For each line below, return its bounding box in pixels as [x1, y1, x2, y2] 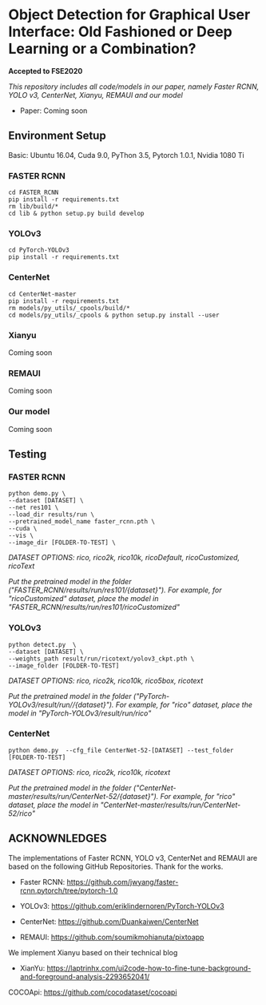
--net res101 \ [8, 503, 59, 512]
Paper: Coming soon [19, 106, 88, 115]
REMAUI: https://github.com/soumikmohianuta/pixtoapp [19, 932, 204, 942]
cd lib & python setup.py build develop [8, 210, 145, 218]
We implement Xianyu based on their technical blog [8, 947, 178, 957]
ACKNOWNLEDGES [8, 832, 107, 846]
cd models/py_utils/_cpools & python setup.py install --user [8, 311, 220, 319]
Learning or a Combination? [8, 40, 197, 58]
